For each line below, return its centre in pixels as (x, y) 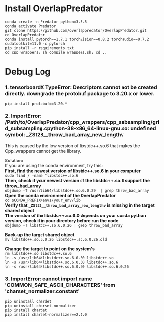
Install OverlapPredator (54, 9)
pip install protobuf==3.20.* (36, 104)
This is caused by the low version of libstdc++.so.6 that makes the (73, 145)
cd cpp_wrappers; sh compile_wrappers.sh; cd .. (56, 52)
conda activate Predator (31, 26)
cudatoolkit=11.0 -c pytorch (35, 43)
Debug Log (28, 72)
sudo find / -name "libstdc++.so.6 (42, 176)
